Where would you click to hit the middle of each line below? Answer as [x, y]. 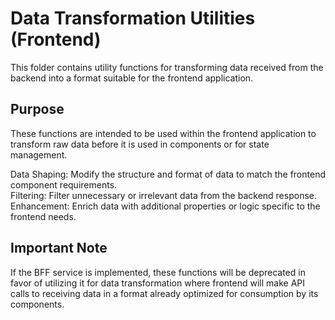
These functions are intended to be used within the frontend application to [163, 133]
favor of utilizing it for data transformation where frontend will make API [157, 283]
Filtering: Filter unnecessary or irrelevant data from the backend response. [163, 195]
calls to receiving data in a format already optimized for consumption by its [164, 293]
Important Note [59, 248]
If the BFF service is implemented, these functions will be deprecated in [158, 272]
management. [39, 154]
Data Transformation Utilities [133, 18]
